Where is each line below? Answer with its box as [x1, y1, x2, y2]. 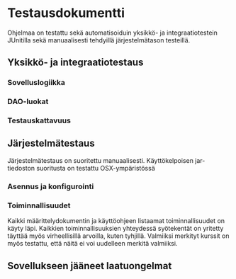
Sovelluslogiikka [7, 78, 66, 88]
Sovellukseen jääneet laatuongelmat [7, 260, 172, 272]
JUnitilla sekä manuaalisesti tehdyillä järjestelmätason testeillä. [7, 35, 191, 44]
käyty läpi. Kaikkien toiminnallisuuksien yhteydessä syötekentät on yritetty [7, 224, 224, 233]
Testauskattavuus [7, 115, 71, 125]
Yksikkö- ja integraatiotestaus [7, 57, 144, 69]
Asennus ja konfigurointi [7, 181, 94, 191]
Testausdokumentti [7, 5, 125, 21]
